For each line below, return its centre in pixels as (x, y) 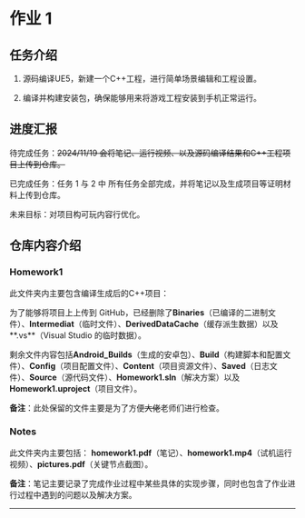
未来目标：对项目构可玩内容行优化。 (77, 214)
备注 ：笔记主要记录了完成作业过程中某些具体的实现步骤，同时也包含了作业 (148, 483)
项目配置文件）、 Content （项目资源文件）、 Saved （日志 (167, 365)
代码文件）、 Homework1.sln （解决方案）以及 (156, 377)
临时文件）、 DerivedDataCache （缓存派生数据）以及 (180, 324)
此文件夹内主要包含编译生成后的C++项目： (89, 293)
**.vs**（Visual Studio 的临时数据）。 (78, 335)
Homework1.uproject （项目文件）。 (76, 388)
